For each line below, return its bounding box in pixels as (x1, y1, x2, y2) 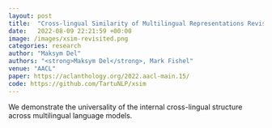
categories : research (8, 42, 82, 50)
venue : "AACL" (8, 65, 57, 73)
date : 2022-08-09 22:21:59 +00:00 (8, 27, 132, 35)
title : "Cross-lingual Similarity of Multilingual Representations (8, 19, 244, 28)
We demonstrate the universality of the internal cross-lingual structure (8, 102, 243, 112)
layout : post (8, 11, 53, 20)
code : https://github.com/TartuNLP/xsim (8, 79, 147, 87)
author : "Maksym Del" (8, 49, 82, 58)
